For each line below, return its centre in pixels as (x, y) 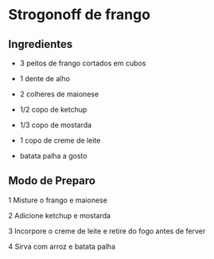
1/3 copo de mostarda (56, 125)
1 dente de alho (45, 78)
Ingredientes (41, 44)
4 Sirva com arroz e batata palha (62, 246)
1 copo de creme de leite (60, 140)
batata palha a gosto (53, 156)
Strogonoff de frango (80, 15)
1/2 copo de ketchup (53, 110)
